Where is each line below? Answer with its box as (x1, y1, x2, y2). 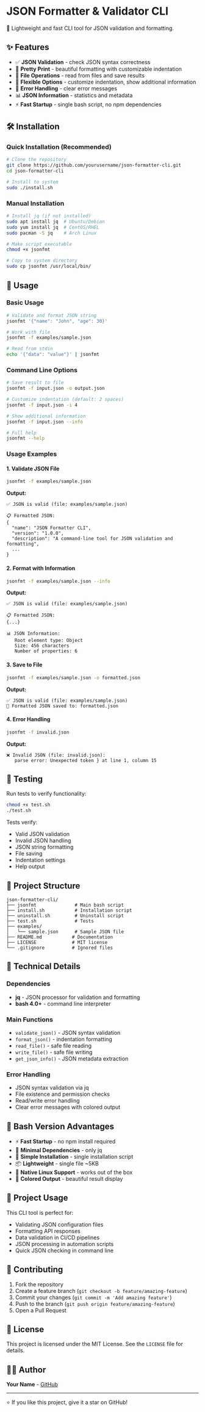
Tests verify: (6, 819, 38, 826)
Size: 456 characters (14, 643, 70, 649)
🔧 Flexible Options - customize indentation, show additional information (15, 78, 196, 85)
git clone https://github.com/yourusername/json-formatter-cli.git (6, 162, 182, 168)
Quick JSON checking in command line (15, 1247, 114, 1254)
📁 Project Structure (6, 881, 81, 891)
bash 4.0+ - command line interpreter (15, 1000, 111, 1007)
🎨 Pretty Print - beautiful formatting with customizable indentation (15, 65, 182, 73)
